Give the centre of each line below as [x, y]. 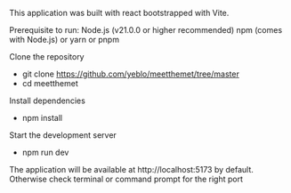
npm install [42, 118]
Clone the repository [47, 56]
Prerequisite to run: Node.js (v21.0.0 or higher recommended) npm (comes [146, 30]
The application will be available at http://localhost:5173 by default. [131, 169]
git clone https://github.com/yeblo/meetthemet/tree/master [131, 74]
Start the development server [63, 135]
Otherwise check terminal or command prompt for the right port [126, 179]
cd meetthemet [50, 83]
